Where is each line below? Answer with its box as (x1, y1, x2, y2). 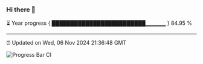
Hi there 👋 (6, 5, 36, 14)
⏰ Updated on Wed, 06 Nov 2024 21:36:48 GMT (6, 39, 127, 46)
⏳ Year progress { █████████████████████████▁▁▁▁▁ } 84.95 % (6, 19, 192, 27)
